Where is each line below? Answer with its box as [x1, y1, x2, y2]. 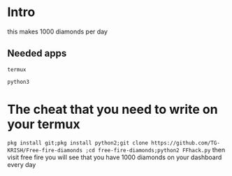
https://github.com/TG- [151, 139, 220, 147]
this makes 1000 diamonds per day [7, 27, 108, 36]
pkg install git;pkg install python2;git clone [7, 139, 149, 147]
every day [7, 160, 36, 168]
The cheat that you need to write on [7, 101, 218, 117]
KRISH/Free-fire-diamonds [7, 147, 82, 154]
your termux [7, 116, 80, 132]
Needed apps [7, 47, 67, 59]
